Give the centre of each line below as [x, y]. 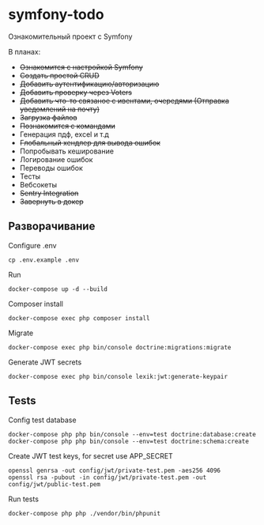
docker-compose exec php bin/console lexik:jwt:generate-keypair [118, 376]
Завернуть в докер [52, 201]
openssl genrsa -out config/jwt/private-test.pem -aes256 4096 [115, 470]
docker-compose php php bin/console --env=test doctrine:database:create [132, 434]
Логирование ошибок [56, 159]
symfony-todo [56, 15]
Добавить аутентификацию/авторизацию [89, 84]
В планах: [25, 51]
